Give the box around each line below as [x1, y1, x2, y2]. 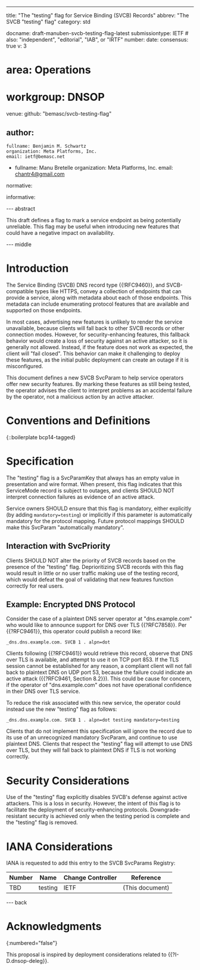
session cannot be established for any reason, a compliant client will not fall [6, 663, 192, 670]
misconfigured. [6, 362, 43, 369]
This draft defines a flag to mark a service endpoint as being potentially [6, 216, 182, 223]
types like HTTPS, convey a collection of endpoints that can [35, 287, 182, 295]
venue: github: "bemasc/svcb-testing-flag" [6, 110, 112, 117]
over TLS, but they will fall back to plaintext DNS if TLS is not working [6, 747, 177, 754]
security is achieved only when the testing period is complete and [29, 813, 190, 820]
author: [6, 128, 35, 138]
